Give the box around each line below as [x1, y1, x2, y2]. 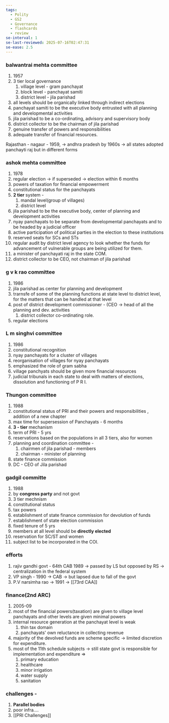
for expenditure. [13, 641, 47, 646]
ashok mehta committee [6, 159, 66, 166]
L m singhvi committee [6, 330, 62, 337]
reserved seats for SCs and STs [13, 235, 79, 241]
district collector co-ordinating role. [20, 312, 95, 318]
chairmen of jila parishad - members [20, 445, 96, 451]
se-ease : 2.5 [6, 45, 33, 50]
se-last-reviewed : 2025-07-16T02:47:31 [6, 40, 90, 45]
